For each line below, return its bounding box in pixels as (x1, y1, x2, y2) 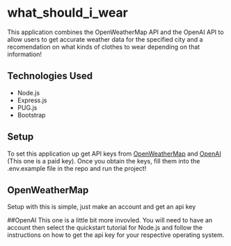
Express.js (17, 96, 47, 104)
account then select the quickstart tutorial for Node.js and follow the (7, 224, 203, 232)
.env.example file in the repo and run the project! (7, 164, 147, 172)
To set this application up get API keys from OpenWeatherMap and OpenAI (7, 149, 221, 158)
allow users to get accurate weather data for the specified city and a (7, 35, 203, 43)
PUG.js (17, 103, 38, 112)
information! (7, 50, 42, 58)
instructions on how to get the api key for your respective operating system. (7, 231, 225, 239)
